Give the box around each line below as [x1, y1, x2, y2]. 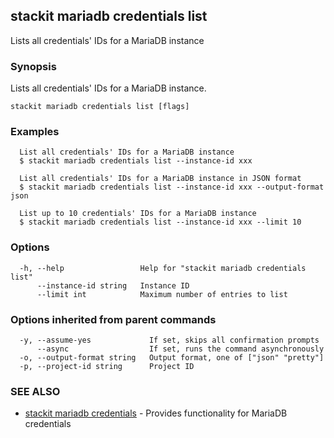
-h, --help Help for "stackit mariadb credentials [19, 263, 307, 273]
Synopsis [10, 59, 57, 73]
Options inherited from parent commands [10, 312, 217, 326]
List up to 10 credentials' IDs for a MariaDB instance [19, 209, 257, 219]
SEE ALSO [10, 384, 61, 398]
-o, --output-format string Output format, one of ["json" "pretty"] [19, 353, 325, 363]
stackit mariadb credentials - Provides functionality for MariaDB [24, 407, 288, 419]
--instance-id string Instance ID [36, 280, 190, 291]
